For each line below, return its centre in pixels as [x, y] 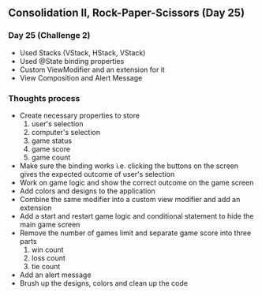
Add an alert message [55, 275]
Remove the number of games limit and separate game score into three [135, 233]
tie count [46, 266]
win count [48, 249]
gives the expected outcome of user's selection [97, 174]
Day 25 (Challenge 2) [49, 36]
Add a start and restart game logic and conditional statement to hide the [137, 215]
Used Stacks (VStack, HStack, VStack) [82, 52]
